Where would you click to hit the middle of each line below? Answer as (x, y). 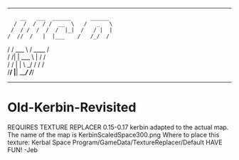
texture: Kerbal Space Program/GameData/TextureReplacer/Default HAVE (115, 142)
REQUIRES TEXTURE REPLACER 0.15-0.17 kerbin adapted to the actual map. (118, 127)
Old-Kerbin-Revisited (72, 108)
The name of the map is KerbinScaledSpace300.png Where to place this (113, 134)
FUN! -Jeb (22, 149)
